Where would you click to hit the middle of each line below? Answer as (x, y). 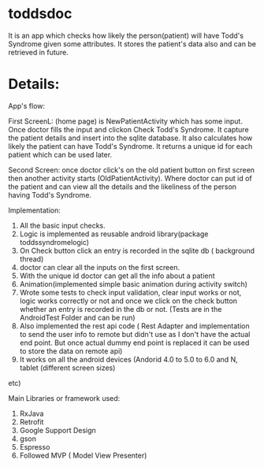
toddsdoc (40, 14)
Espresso (35, 447)
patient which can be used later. (60, 154)
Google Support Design (58, 430)
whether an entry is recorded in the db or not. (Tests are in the (121, 309)
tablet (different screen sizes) (67, 368)
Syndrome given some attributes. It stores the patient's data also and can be (132, 43)
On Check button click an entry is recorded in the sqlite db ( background (137, 250)
